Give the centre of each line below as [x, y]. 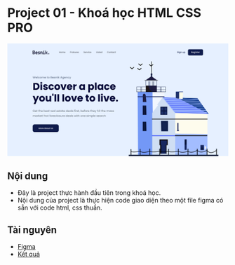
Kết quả [29, 254]
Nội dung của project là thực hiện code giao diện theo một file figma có [120, 201]
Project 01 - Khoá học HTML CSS [105, 13]
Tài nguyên [32, 230]
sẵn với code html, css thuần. [60, 208]
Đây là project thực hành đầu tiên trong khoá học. [89, 193]
